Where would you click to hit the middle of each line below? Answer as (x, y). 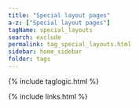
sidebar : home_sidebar (45, 52)
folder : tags (29, 59)
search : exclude (35, 37)
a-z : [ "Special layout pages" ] (59, 23)
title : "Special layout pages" (59, 15)
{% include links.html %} (48, 96)
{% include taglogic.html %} (54, 81)
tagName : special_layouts (50, 30)
